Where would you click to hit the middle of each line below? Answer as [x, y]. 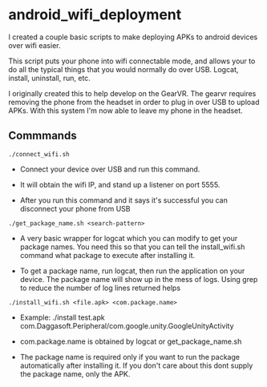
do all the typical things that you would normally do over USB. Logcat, [123, 69]
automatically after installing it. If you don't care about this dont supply [136, 365]
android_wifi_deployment [95, 15]
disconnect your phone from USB [75, 208]
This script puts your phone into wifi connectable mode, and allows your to [132, 61]
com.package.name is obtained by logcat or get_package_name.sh [131, 341]
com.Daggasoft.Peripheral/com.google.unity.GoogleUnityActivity [127, 325]
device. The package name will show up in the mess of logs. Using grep [139, 279]
